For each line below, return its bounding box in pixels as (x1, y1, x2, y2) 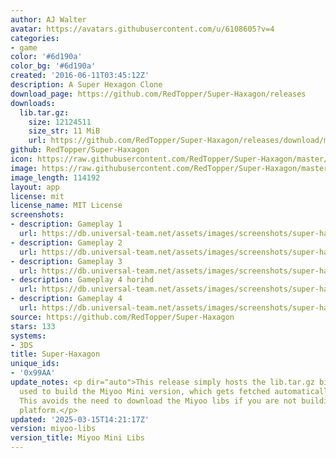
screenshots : (10, 210, 65, 220)
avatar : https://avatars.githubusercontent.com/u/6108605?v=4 (10, 24, 275, 34)
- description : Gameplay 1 (10, 219, 123, 230)
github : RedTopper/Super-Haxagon (10, 145, 150, 155)
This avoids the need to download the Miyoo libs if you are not (19, 396, 298, 406)
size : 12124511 (28, 117, 92, 127)
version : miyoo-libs (10, 424, 97, 434)
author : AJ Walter (10, 14, 87, 25)
